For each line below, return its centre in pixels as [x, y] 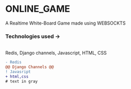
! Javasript [18, 72]
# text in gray [22, 81]
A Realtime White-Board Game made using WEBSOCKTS [65, 23]
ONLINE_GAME [38, 9]
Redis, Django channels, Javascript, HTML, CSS [56, 53]
